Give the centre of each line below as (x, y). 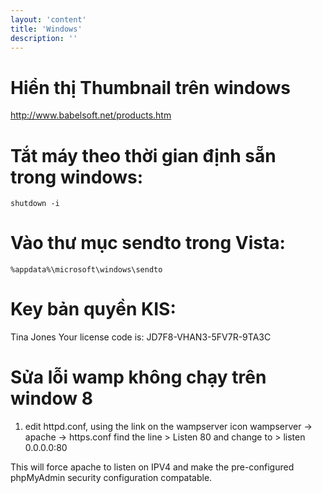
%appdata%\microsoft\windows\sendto (86, 270)
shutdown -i (35, 204)
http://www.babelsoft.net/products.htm (91, 115)
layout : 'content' (48, 19)
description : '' (44, 38)
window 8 (51, 398)
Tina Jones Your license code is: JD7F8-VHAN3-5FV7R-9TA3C (141, 337)
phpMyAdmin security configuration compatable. (111, 478)
